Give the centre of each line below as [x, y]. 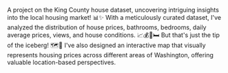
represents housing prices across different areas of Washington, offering [110, 55]
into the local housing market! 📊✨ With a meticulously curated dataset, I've [114, 17]
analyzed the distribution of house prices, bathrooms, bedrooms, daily [107, 27]
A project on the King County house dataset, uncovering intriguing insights [113, 10]
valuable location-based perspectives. [62, 62]
